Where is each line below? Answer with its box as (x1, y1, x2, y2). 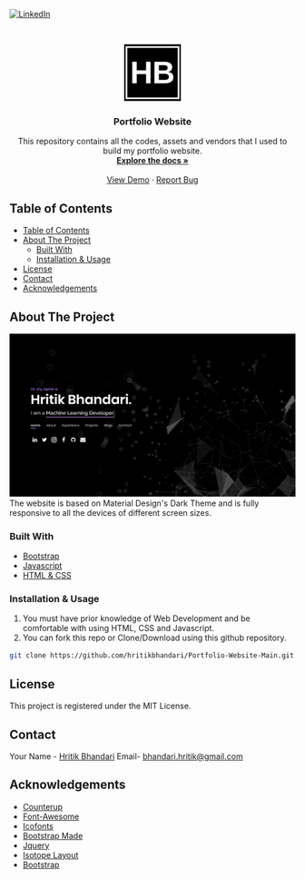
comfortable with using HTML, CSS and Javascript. (22, 623, 215, 634)
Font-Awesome (22, 811, 80, 822)
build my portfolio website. (103, 145, 202, 156)
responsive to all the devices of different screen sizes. (9, 507, 212, 518)
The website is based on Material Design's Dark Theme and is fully (9, 498, 260, 509)
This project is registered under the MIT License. (9, 700, 192, 712)
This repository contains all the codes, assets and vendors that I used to (17, 136, 288, 147)
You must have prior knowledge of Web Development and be (22, 613, 251, 624)
